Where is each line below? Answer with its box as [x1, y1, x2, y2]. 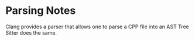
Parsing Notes [5, 4, 76, 17]
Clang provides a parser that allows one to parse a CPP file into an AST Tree [5, 23, 189, 30]
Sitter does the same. [5, 29, 57, 36]
